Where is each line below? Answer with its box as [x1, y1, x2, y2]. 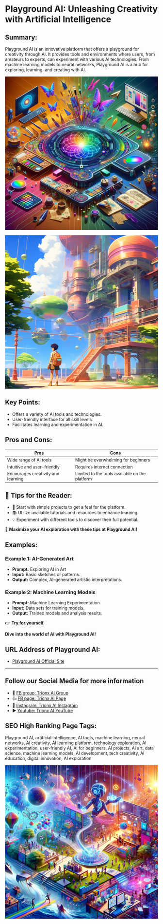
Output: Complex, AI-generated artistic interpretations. [12, 577, 123, 582]
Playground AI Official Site [12, 658, 65, 664]
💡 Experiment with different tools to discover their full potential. [12, 517, 139, 522]
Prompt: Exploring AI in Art [12, 566, 66, 572]
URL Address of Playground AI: [5, 645, 100, 654]
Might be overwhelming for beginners [75, 457, 150, 463]
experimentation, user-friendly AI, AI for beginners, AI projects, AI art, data [5, 745, 154, 751]
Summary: [5, 33, 37, 41]
